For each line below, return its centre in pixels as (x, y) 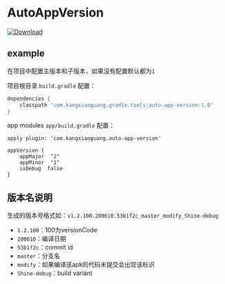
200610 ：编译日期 (42, 239)
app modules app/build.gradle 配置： (61, 125)
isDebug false (41, 169)
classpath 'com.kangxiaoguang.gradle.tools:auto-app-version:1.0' (117, 105)
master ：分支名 (39, 256)
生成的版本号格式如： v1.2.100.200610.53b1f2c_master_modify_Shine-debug (113, 216)
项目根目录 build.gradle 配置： (52, 85)
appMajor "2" (40, 156)
